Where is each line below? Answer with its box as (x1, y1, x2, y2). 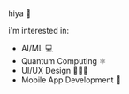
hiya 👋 (8, 8, 32, 19)
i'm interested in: (8, 25, 70, 35)
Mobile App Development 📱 (20, 74, 121, 85)
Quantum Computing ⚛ (20, 55, 107, 66)
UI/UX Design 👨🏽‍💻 (20, 65, 89, 75)
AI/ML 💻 (20, 43, 54, 53)
